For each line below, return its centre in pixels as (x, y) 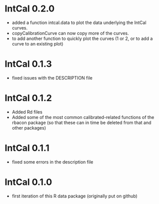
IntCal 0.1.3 (28, 64)
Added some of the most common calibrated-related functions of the (83, 117)
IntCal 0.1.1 (27, 148)
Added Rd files (27, 112)
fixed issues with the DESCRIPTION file (52, 77)
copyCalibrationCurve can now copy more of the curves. (70, 33)
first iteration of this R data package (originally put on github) (75, 196)
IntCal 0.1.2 (28, 98)
